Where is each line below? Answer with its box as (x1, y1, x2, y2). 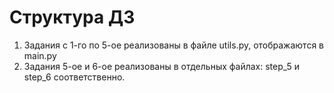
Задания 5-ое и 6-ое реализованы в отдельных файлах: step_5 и (23, 60, 301, 72)
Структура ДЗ (9, 6, 136, 29)
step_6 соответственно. (23, 71, 126, 83)
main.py (23, 49, 57, 61)
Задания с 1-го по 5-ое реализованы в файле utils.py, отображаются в (23, 39, 325, 51)
